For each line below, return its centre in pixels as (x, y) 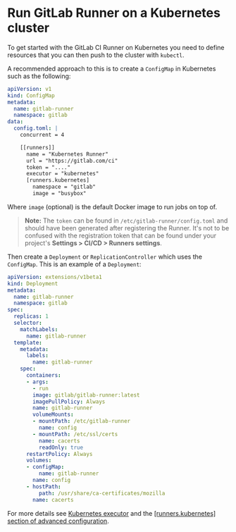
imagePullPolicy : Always (69, 402)
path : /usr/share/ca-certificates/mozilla (102, 493)
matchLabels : (39, 329)
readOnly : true (61, 447)
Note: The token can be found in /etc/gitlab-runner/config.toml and (126, 221)
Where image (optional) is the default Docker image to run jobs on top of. (112, 206)
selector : (28, 323)
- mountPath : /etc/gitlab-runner (82, 421)
